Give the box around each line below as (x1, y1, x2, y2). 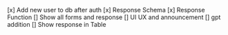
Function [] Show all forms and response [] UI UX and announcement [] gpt (7, 13, 221, 21)
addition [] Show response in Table (7, 21, 106, 28)
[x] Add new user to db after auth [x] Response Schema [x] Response (7, 6, 205, 14)
